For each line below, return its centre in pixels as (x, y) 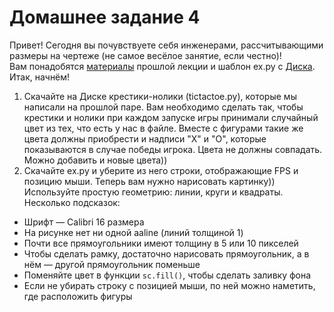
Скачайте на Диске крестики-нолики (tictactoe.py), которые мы (160, 96)
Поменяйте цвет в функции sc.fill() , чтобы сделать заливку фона (167, 275)
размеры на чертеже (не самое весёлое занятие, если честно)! (145, 55)
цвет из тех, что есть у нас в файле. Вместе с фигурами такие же (163, 128)
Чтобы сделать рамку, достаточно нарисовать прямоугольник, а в (166, 253)
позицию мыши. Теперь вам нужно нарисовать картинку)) (149, 181)
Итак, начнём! (40, 77)
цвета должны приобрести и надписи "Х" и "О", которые (145, 138)
